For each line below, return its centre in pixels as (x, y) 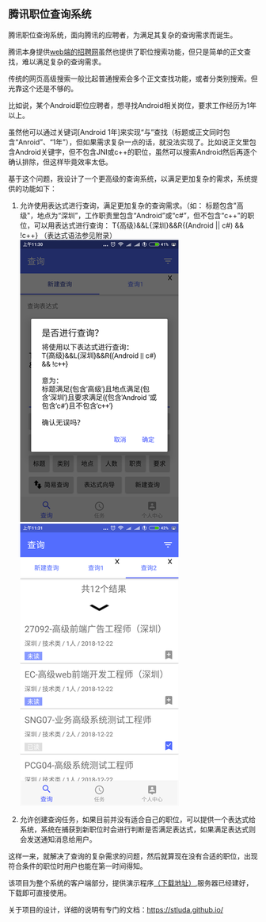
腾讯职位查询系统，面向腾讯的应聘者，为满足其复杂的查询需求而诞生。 (123, 35)
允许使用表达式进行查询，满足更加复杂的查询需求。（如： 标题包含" (128, 206)
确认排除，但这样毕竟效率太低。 (60, 162)
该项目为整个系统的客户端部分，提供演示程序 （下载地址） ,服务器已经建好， (131, 882)
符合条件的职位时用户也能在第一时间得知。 (78, 866)
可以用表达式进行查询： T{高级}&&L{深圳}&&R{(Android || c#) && (139, 225)
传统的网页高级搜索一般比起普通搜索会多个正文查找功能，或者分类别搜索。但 (133, 79)
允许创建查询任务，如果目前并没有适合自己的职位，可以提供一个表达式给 (137, 819)
